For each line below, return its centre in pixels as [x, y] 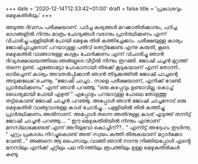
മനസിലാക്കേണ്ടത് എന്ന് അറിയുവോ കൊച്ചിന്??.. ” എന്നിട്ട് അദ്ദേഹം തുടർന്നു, [98, 127]
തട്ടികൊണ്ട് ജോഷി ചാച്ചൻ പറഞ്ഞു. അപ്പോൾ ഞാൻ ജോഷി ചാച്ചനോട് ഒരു [96, 101]
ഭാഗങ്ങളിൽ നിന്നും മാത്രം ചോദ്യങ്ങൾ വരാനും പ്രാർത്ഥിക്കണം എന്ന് [86, 34]
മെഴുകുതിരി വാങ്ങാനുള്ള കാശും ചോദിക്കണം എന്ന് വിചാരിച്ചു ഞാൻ [85, 54]
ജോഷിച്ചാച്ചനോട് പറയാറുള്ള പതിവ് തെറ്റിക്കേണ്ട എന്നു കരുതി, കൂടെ [87, 47]
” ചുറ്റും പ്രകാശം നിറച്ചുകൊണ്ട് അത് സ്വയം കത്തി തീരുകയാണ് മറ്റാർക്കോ [94, 134]
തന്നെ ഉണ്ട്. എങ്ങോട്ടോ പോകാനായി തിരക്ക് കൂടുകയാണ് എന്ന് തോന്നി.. [93, 67]
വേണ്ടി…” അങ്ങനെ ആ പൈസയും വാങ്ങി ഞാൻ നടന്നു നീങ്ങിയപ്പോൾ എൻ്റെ [98, 141]
